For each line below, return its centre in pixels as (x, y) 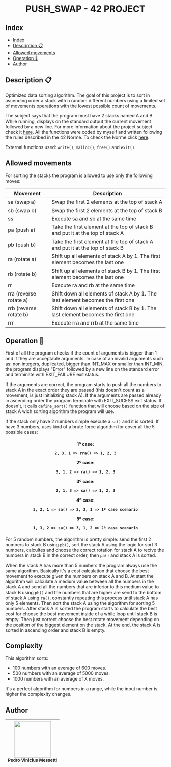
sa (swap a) (22, 202)
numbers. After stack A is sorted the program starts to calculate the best (81, 608)
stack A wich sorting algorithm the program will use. (60, 411)
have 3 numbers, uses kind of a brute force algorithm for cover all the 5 (80, 427)
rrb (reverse (22, 308)
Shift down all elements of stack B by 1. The (104, 308)
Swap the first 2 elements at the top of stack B (107, 210)
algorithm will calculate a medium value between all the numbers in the (80, 581)
